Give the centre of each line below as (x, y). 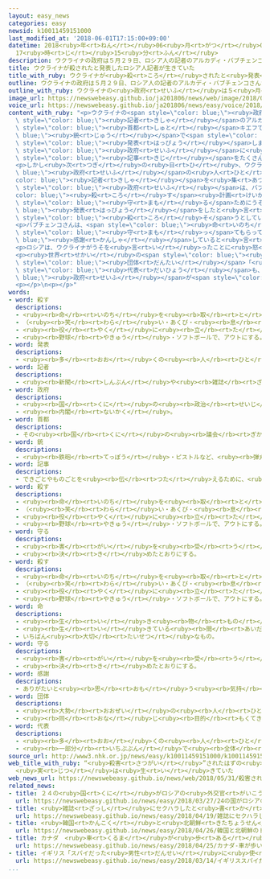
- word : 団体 (29, 696)
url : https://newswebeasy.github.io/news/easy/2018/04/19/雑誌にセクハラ (137, 816)
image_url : (27, 98)
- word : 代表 (29, 726)
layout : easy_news (39, 16)
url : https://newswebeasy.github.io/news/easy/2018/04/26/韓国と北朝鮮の (137, 831)
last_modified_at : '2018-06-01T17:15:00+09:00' (90, 38)
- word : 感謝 (29, 674)
